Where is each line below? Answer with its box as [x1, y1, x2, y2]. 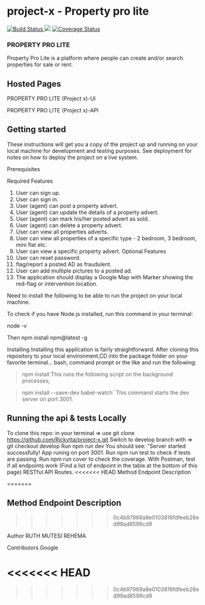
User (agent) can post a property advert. [15, 202, 118, 209]
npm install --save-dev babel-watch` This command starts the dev [21, 389, 190, 396]
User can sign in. [15, 196, 59, 203]
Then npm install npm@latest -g [7, 334, 88, 341]
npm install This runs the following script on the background [21, 370, 173, 378]
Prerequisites [7, 165, 40, 172]
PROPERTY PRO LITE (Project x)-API [7, 107, 99, 114]
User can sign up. [15, 189, 60, 196]
